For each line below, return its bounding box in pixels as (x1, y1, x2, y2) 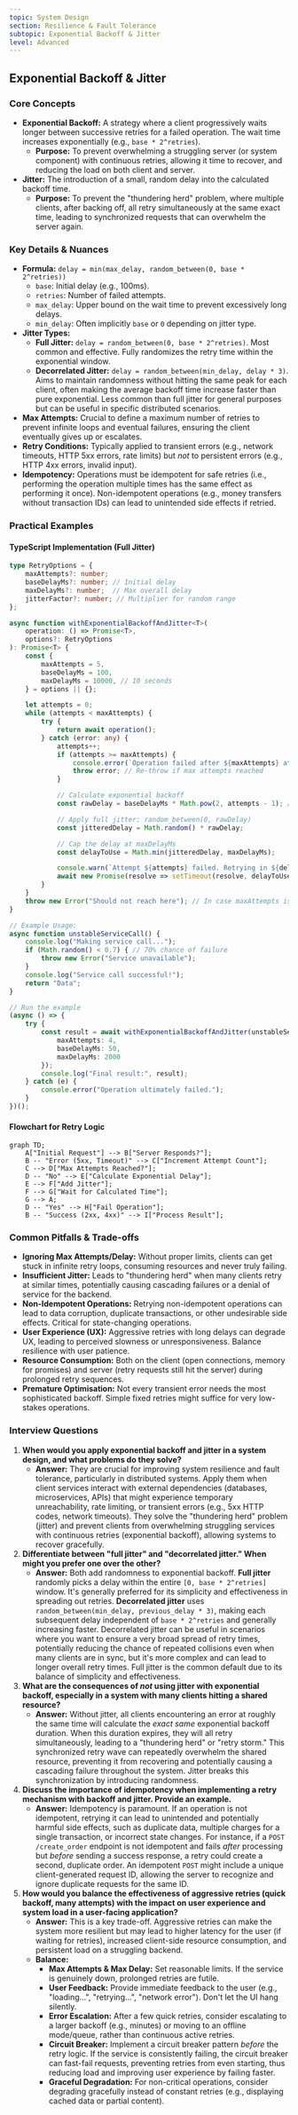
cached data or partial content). (48, 2095, 165, 2106)
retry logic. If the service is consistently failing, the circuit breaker (48, 2048, 288, 2059)
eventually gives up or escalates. (21, 431, 143, 442)
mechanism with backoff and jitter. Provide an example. (21, 1794, 232, 1804)
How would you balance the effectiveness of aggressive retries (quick (21, 1888, 286, 1898)
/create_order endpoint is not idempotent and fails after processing (35, 1841, 284, 1851)
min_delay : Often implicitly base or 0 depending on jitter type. (35, 319, 257, 329)
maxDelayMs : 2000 (56, 1053, 122, 1061)
